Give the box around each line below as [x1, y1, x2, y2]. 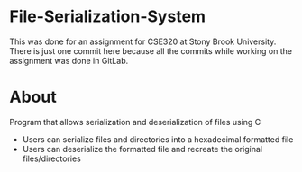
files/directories [22, 153, 81, 164]
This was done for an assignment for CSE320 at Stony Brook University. [9, 36, 277, 47]
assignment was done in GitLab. [9, 55, 129, 66]
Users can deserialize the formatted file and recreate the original [22, 143, 263, 154]
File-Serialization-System [9, 6, 206, 27]
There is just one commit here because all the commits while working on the [9, 45, 293, 56]
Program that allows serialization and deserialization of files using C [9, 116, 261, 127]
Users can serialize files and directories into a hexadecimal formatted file [22, 133, 294, 145]
